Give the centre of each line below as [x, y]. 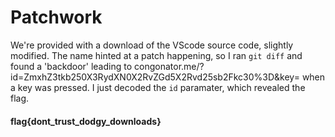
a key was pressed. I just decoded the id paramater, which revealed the [158, 87]
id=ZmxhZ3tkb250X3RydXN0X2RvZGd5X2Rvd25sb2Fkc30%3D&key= [155, 77]
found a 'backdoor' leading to [71, 66]
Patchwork [56, 17]
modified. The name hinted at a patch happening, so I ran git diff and [156, 55]
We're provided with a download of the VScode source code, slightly [152, 45]
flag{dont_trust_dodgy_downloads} [86, 121]
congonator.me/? [169, 66]
